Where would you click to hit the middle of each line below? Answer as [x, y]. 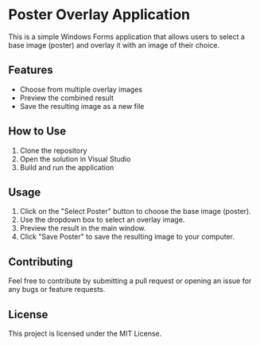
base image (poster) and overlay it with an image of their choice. [114, 45]
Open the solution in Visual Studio [75, 159]
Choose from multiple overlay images [81, 89]
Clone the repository [53, 150]
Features [31, 70]
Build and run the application [67, 167]
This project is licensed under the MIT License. [85, 333]
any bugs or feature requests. [57, 290]
